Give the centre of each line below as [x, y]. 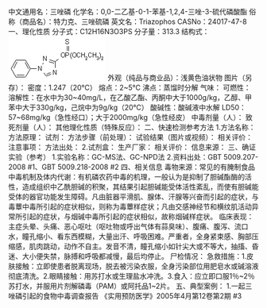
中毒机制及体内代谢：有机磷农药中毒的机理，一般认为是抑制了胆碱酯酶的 [126, 177]
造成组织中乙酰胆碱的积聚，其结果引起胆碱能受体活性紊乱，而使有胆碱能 [140, 187]
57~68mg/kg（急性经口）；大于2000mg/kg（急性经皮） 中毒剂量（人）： [126, 117]
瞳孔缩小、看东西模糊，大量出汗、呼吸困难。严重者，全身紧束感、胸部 [137, 236]
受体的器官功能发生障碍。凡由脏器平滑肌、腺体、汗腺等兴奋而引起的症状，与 [133, 196]
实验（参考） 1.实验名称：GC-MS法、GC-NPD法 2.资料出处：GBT [115, 157]
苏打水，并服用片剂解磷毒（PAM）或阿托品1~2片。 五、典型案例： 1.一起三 [130, 286]
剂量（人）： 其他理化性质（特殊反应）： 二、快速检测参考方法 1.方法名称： [135, 127]
